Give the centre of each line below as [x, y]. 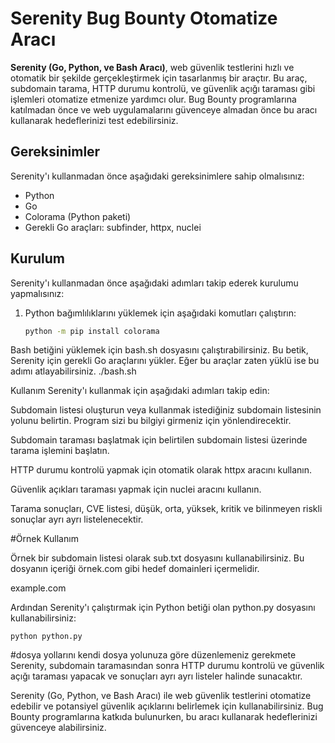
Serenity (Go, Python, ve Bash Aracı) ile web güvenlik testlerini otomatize [161, 696]
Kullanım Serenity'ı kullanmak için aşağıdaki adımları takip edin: [140, 391]
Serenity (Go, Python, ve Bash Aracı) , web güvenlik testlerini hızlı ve [152, 67]
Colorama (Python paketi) [78, 216]
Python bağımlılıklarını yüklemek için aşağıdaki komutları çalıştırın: [160, 313]
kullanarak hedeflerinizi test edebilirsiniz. [94, 120]
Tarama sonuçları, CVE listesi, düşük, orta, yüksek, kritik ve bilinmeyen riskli [166, 509]
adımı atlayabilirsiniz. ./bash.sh [73, 371]
